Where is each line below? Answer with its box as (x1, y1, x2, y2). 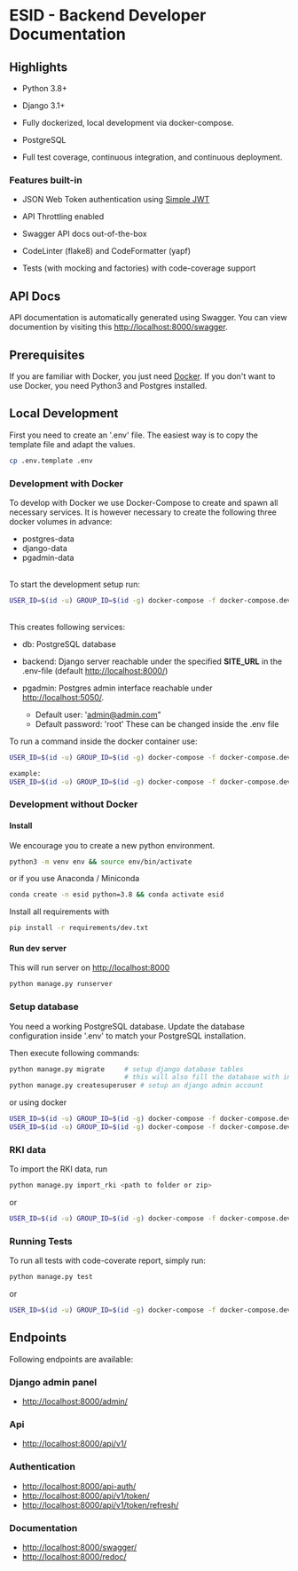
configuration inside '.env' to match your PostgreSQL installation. (9, 1030, 247, 1041)
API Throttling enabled (21, 211, 105, 222)
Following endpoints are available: (9, 1354, 134, 1364)
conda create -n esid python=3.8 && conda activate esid (9, 890, 224, 899)
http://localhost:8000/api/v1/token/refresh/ (21, 1499, 179, 1510)
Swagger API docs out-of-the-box (21, 228, 148, 240)
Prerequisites (9, 347, 85, 362)
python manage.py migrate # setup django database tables (9, 1064, 244, 1074)
